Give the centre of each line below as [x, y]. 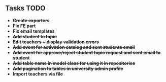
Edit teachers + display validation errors [56, 42]
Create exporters [31, 20]
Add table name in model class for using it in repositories [74, 63]
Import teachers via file [38, 74]
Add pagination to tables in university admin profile [68, 68]
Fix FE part [24, 26]
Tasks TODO [25, 8]
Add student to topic [35, 36]
